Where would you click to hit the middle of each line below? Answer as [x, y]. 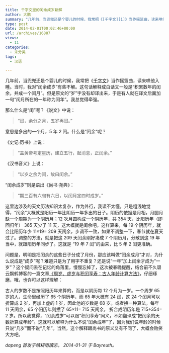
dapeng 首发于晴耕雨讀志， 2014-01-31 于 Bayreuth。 [61, 345]
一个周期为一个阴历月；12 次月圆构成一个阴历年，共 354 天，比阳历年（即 [86, 219]
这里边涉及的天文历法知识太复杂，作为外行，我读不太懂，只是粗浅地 [76, 206]
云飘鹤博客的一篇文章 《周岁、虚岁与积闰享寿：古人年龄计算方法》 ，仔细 [79, 274]
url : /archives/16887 [28, 33]
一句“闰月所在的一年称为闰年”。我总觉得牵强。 [54, 100]
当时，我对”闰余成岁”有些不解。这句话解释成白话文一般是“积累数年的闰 [87, 87]
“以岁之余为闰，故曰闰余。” [45, 174]
